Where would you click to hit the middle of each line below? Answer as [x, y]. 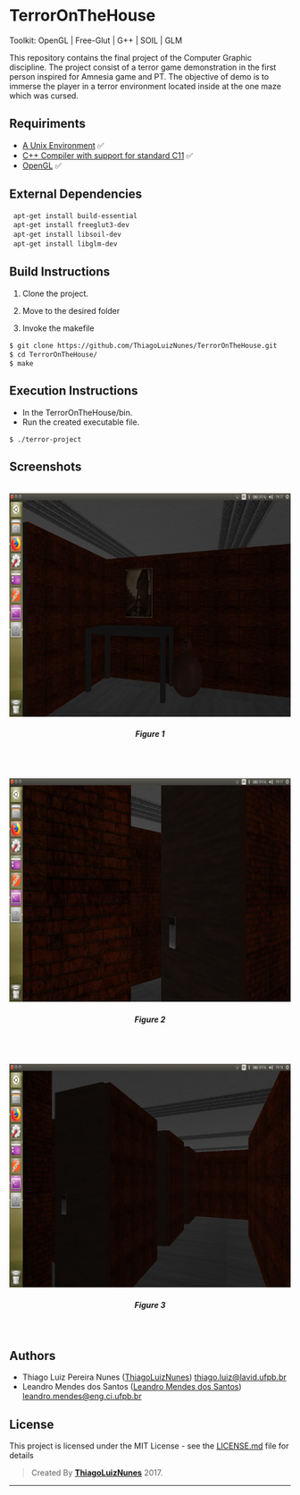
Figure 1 [150, 734]
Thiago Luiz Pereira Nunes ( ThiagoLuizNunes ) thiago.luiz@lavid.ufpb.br [154, 1377]
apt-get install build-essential [75, 215]
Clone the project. [55, 293]
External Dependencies [76, 194]
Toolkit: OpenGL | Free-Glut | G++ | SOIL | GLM [96, 40]
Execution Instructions [74, 391]
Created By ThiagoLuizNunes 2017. [97, 1473]
